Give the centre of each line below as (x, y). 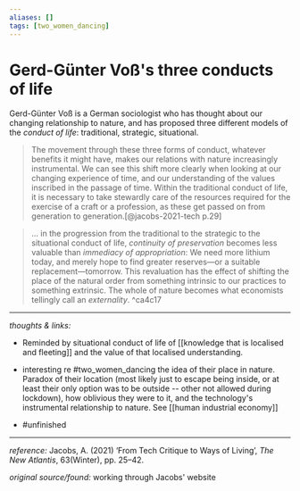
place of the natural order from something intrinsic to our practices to (158, 281)
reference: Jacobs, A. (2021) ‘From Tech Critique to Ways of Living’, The (142, 451)
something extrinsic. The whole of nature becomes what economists (157, 290)
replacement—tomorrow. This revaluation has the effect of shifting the (160, 271)
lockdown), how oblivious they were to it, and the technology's (137, 398)
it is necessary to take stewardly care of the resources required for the (161, 197)
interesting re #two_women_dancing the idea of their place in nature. (148, 370)
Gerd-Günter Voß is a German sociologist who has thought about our (136, 113)
